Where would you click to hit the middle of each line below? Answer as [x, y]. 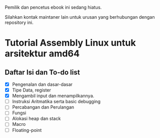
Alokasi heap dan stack [36, 119]
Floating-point [27, 130]
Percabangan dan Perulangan [43, 107]
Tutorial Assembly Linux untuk [70, 43]
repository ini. [19, 22]
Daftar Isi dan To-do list [43, 72]
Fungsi [19, 113]
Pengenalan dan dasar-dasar [42, 84]
